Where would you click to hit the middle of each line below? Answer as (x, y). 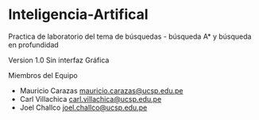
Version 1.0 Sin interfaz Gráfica (59, 60)
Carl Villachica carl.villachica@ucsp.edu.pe (91, 99)
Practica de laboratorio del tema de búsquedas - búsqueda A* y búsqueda (130, 36)
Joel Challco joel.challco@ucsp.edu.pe (83, 107)
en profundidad (34, 44)
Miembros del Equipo (43, 75)
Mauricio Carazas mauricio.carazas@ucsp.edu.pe (101, 90)
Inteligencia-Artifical (78, 15)
